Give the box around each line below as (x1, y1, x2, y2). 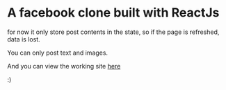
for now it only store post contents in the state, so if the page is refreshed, (7, 28, 220, 36)
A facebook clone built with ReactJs (7, 5, 220, 21)
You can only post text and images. (7, 48, 108, 57)
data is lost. (7, 35, 40, 43)
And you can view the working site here (7, 62, 121, 70)
